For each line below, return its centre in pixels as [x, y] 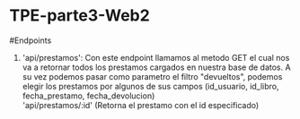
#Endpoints [31, 40]
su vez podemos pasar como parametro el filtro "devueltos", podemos [152, 76]
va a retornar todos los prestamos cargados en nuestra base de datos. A [156, 67]
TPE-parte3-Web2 [79, 16]
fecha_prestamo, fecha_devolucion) [88, 96]
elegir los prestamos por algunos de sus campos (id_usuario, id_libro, [151, 86]
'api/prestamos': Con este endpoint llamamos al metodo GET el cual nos [156, 57]
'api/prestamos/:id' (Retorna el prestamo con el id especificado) [141, 105]
